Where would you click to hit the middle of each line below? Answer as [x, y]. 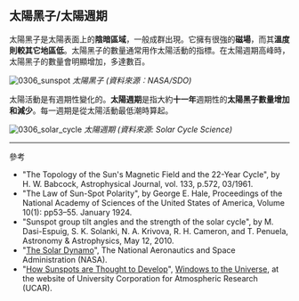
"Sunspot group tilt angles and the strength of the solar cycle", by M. [148, 222]
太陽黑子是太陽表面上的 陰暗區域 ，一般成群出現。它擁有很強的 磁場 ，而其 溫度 [149, 39]
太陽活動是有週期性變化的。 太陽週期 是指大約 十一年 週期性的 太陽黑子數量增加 [149, 99]
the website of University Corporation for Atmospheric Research [140, 278]
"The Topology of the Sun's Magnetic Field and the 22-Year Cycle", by [151, 174]
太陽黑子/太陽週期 [59, 16]
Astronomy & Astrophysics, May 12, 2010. [98, 240]
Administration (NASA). [65, 259]
